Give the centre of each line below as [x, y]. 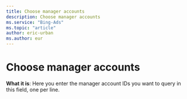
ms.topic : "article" [31, 28]
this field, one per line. [33, 89]
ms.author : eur [25, 38]
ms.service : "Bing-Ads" [35, 22]
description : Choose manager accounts [53, 17]
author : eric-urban [30, 33]
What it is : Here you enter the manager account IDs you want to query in [93, 83]
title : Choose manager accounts [45, 11]
